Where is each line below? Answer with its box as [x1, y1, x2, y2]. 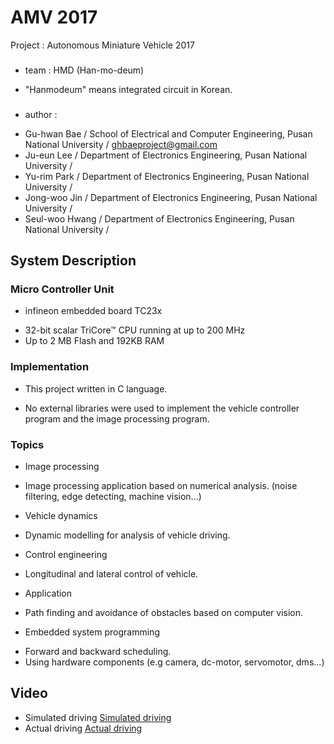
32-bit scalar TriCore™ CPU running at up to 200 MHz [24, 324, 246, 336]
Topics [10, 437, 45, 451]
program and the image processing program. [24, 412, 210, 425]
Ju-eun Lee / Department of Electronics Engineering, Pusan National [24, 149, 308, 161]
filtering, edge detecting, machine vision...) [24, 491, 202, 503]
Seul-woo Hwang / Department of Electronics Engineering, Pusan [24, 212, 295, 225]
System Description [10, 252, 137, 270]
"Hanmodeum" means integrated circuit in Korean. [24, 83, 233, 95]
